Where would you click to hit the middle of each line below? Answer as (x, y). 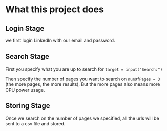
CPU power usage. (25, 90)
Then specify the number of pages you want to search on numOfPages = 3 (83, 79)
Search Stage (27, 57)
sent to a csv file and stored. (35, 123)
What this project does (55, 9)
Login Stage (25, 28)
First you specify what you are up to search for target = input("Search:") (84, 69)
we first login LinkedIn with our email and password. (60, 40)
